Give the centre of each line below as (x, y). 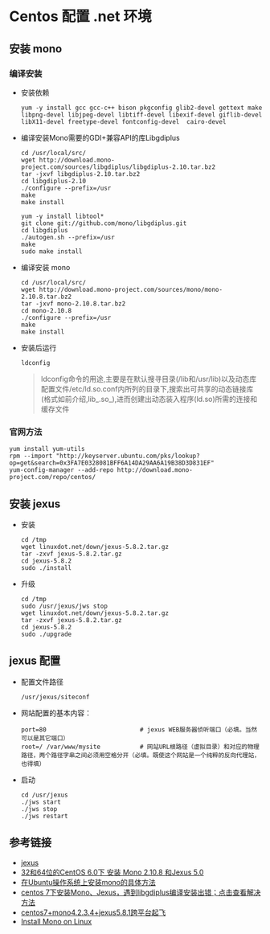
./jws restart (44, 816)
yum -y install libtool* (62, 216)
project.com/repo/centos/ (52, 477)
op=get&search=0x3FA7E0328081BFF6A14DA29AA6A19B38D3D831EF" (112, 463)
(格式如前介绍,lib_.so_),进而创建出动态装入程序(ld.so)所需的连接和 (149, 399)
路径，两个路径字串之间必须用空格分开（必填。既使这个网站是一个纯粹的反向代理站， (140, 755)
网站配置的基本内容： (56, 713)
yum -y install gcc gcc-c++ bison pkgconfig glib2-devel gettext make (141, 108)
